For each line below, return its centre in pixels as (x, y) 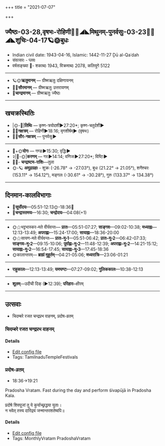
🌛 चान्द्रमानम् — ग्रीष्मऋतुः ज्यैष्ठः (36, 93)
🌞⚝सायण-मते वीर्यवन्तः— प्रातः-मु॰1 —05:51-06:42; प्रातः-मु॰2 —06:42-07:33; (79, 238)
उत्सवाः (13, 304)
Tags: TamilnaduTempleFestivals (45, 357)
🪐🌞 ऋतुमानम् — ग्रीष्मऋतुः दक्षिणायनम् (43, 80)
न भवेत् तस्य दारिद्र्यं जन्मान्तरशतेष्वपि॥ (35, 411)
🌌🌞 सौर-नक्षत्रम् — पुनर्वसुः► (34, 136)
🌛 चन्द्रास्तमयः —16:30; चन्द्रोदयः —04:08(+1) (49, 213)
